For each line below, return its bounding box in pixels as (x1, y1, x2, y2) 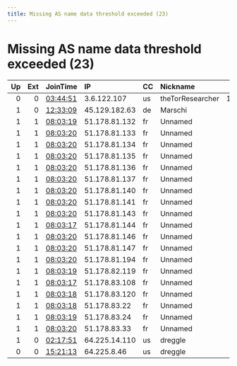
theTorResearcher (159, 93, 220, 103)
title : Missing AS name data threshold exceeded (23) (7, 10, 169, 18)
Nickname (159, 81, 195, 91)
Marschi (159, 105, 188, 115)
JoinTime (45, 81, 78, 91)
